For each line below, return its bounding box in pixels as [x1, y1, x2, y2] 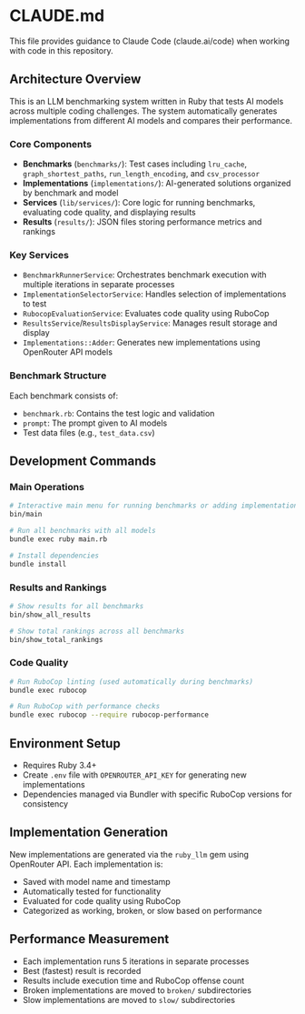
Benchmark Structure [9, 369, 107, 382]
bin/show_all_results [9, 610, 92, 619]
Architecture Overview [9, 72, 142, 87]
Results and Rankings [9, 581, 107, 594]
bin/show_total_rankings [9, 635, 103, 644]
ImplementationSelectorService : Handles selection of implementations [22, 288, 287, 300]
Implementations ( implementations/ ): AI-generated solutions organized [22, 178, 291, 189]
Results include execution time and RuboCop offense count [22, 975, 245, 986]
